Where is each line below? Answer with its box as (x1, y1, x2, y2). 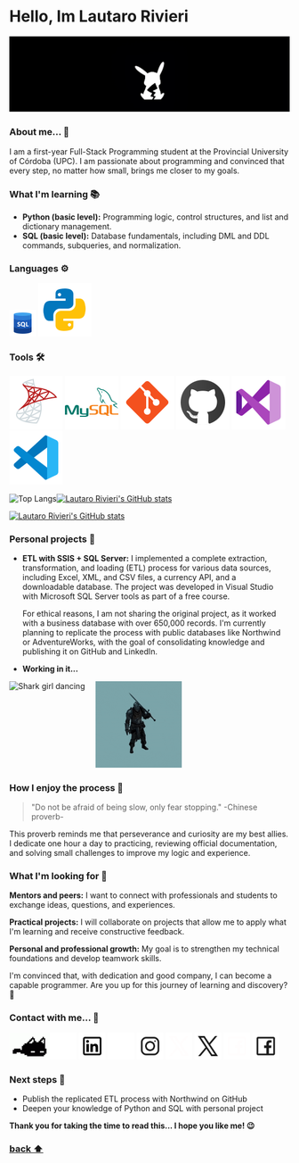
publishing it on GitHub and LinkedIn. (21, 645, 158, 657)
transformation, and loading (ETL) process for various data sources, (21, 562, 271, 573)
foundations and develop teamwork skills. (9, 953, 162, 964)
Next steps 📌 (9, 1073, 66, 1085)
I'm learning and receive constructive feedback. (9, 926, 185, 937)
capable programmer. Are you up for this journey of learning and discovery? (9, 980, 288, 991)
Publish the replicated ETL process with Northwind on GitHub (21, 1093, 247, 1104)
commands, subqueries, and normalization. (21, 240, 182, 251)
